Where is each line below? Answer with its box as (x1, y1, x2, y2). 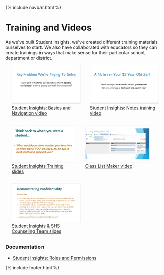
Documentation (5, 243, 45, 250)
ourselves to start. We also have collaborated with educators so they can (5, 44, 157, 50)
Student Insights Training (12, 163, 64, 169)
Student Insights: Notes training (90, 105, 156, 111)
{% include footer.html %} (5, 264, 60, 270)
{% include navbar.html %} (5, 5, 62, 10)
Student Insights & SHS (12, 223, 60, 229)
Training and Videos (5, 22, 92, 33)
